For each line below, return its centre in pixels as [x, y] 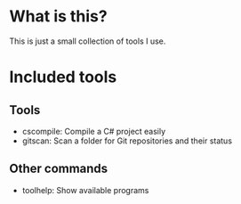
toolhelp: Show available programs [85, 190]
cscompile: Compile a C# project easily [94, 131]
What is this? [59, 16]
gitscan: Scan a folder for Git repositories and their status [127, 141]
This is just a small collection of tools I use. [88, 41]
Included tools [63, 77]
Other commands [59, 169]
